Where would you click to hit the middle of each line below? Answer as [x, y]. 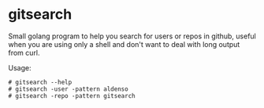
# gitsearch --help [40, 82]
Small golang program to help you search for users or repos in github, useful [132, 36]
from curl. [24, 52]
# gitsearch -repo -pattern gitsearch [72, 95]
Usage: [20, 67]
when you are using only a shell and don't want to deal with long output [124, 44]
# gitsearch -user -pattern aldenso [68, 89]
